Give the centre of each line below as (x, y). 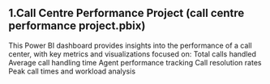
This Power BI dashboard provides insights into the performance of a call (131, 45)
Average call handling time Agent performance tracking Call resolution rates (135, 62)
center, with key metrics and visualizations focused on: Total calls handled (133, 54)
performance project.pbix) (77, 26)
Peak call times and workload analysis (72, 71)
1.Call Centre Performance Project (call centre (126, 13)
